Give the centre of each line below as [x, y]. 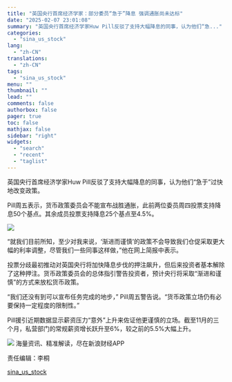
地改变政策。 [25, 190]
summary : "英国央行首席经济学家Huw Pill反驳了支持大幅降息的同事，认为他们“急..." [115, 26]
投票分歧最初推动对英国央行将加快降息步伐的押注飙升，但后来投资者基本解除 [116, 265]
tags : [15, 71]
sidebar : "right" [32, 135]
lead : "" [20, 97]
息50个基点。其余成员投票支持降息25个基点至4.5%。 [83, 213]
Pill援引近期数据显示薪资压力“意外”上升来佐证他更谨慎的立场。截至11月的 [110, 320]
